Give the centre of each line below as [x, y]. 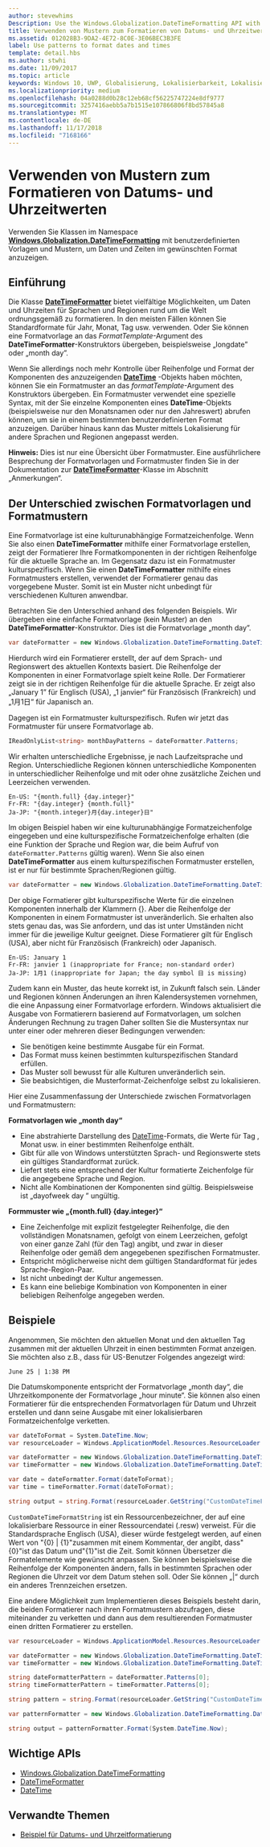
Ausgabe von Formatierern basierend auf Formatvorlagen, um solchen [125, 1013]
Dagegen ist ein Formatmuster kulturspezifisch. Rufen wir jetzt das [119, 718]
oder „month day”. [38, 353]
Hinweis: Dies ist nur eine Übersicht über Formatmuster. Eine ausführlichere [135, 453]
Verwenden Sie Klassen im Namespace [73, 232]
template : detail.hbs [45, 53]
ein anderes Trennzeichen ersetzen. [68, 1585]
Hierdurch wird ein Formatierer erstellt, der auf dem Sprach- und [115, 658]
